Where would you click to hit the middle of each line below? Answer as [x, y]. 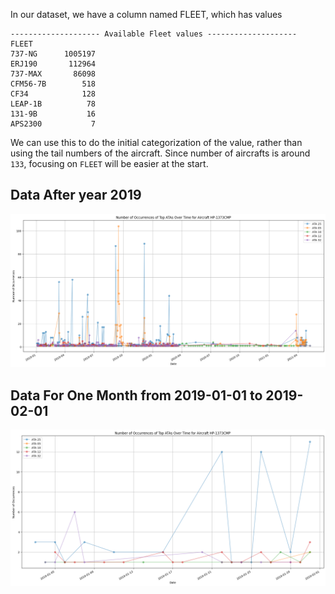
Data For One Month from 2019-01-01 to [136, 395]
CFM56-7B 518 [53, 84]
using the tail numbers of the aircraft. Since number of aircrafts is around [160, 153]
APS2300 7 [53, 124]
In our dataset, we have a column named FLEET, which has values [146, 14]
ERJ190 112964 [53, 64]
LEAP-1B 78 [53, 104]
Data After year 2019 [76, 195]
